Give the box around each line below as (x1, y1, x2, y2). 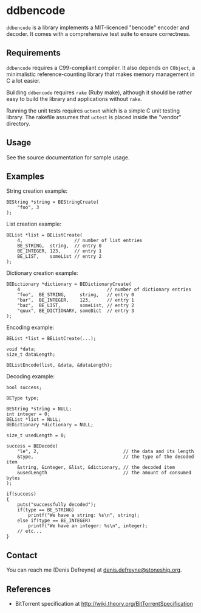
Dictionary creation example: (6, 269, 78, 277)
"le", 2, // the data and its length (17, 448, 194, 455)
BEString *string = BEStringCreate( (6, 199, 99, 206)
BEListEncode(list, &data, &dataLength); (6, 362, 113, 369)
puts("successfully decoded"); (17, 502, 97, 508)
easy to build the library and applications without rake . (6, 95, 142, 102)
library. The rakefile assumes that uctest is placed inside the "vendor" (6, 113, 182, 120)
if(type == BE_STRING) (17, 507, 75, 513)
